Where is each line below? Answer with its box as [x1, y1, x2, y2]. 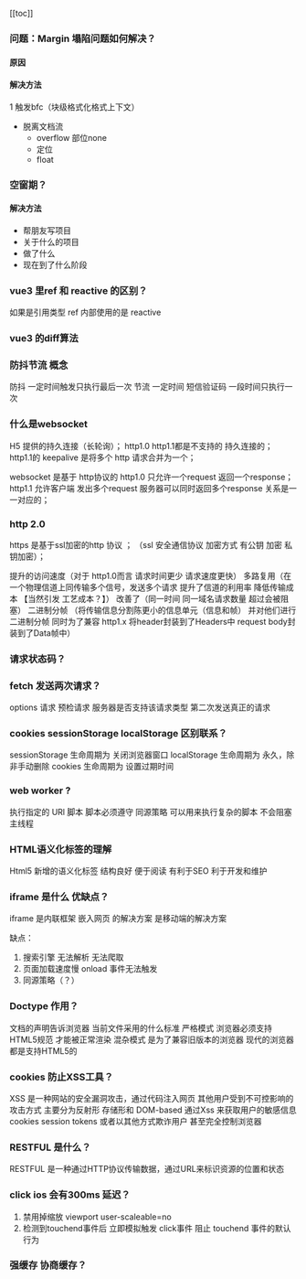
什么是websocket [9, 418, 89, 431]
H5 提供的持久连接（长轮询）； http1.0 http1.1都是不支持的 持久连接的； [9, 440, 273, 451]
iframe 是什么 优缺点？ [9, 890, 110, 903]
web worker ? [9, 784, 71, 797]
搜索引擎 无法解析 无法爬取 [22, 951, 124, 963]
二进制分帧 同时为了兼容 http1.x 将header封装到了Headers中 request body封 [9, 616, 296, 627]
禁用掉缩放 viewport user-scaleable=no [22, 1211, 172, 1222]
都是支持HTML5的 [9, 1045, 78, 1056]
